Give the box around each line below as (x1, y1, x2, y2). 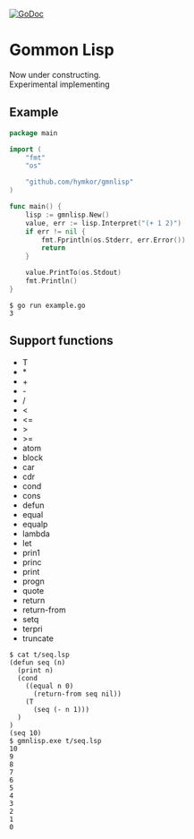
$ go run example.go (9, 301, 87, 310)
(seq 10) (9, 728, 42, 738)
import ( (9, 144, 42, 154)
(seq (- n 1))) (32, 705, 90, 714)
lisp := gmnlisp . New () (25, 210, 110, 219)
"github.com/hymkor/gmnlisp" (25, 177, 134, 187)
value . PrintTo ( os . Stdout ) (25, 269, 122, 278)
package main (9, 128, 58, 138)
